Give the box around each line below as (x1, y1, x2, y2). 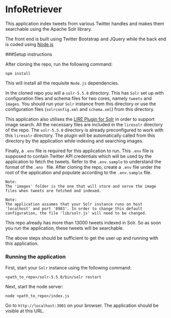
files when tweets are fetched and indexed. (5, 188, 102, 193)
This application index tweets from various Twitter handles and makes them (5, 20, 164, 27)
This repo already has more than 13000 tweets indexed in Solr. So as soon (5, 219, 161, 225)
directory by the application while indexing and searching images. (5, 138, 144, 144)
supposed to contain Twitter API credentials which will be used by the (5, 153, 152, 159)
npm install (5, 71, 31, 76)
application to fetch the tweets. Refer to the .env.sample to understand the (5, 158, 162, 165)
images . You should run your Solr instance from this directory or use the (5, 101, 157, 107)
